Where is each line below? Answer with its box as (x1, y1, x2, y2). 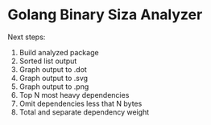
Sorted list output (19, 56, 77, 66)
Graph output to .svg (19, 73, 89, 83)
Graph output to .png (19, 82, 89, 91)
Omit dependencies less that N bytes (19, 99, 143, 108)
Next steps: (7, 32, 46, 42)
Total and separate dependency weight (19, 107, 150, 117)
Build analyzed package (19, 47, 99, 57)
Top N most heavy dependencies (19, 90, 130, 99)
